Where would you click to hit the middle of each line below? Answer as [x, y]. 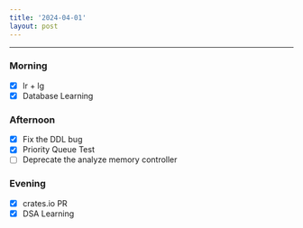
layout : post [34, 26]
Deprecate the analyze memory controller [100, 160]
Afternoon [32, 120]
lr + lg [33, 86]
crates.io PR [45, 203]
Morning [28, 66]
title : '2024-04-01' [48, 18]
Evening [28, 184]
